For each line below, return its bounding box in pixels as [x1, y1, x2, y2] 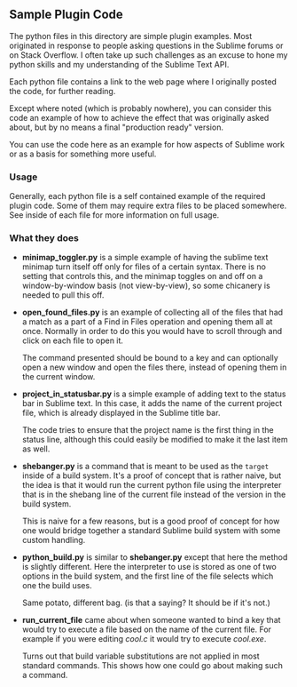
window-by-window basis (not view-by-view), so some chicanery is [21, 280, 270, 292]
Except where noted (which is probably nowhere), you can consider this [9, 102, 272, 114]
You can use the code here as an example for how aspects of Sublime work [9, 139, 285, 149]
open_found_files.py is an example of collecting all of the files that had [21, 307, 284, 318]
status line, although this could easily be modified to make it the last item [21, 435, 288, 445]
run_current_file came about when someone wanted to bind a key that [21, 615, 281, 626]
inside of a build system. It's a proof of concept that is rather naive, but [21, 470, 282, 481]
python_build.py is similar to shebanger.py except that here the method [21, 552, 288, 563]
